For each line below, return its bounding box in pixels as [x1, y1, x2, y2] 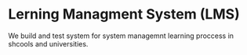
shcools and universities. [8, 39, 89, 48]
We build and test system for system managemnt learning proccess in [8, 31, 234, 40]
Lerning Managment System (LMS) [8, 5, 241, 23]
